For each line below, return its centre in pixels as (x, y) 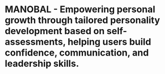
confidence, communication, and (77, 53)
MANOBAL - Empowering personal (80, 9)
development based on (55, 31)
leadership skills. (42, 64)
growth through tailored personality (82, 20)
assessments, (35, 42)
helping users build (110, 42)
